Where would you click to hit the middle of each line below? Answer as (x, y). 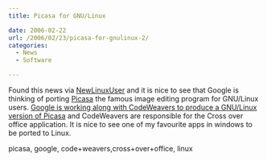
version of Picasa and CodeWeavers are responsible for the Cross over (126, 116)
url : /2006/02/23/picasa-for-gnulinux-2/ (79, 38)
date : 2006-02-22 (37, 30)
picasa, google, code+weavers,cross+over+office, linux (101, 149)
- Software (34, 60)
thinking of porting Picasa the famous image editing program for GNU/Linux (133, 99)
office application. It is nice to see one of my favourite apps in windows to (131, 124)
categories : (28, 45)
